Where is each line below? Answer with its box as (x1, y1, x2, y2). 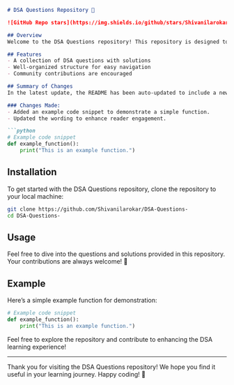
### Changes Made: (7, 102, 61, 109)
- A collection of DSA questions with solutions (7, 57, 151, 64)
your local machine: (7, 192, 64, 200)
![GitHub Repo (7, 19, 49, 26)
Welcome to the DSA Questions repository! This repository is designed (7, 38, 219, 45)
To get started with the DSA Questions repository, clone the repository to (7, 185, 217, 193)
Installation (7, 166, 57, 178)
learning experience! (7, 342, 67, 351)
